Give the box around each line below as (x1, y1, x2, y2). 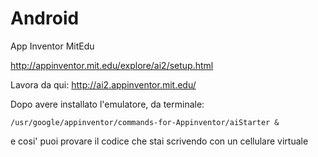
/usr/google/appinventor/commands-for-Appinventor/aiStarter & (10, 117, 280, 127)
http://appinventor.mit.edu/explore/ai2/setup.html (10, 59, 214, 71)
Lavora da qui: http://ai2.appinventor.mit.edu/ (10, 78, 197, 91)
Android (10, 7, 80, 30)
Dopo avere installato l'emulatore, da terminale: (10, 98, 205, 110)
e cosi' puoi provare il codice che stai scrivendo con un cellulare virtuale (10, 135, 309, 147)
